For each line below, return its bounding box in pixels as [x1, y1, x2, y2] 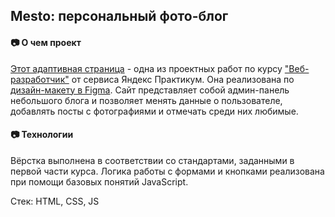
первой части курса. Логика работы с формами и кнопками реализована [10, 165, 325, 177]
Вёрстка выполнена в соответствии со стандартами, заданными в [10, 154, 295, 166]
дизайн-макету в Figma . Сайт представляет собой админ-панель [10, 84, 290, 96]
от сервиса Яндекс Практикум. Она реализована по [71, 73, 295, 85]
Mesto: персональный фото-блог [10, 8, 229, 25]
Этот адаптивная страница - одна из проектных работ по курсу [10, 62, 283, 74]
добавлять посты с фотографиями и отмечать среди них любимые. [10, 105, 299, 117]
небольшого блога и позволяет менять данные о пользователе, [10, 94, 283, 106]
